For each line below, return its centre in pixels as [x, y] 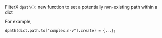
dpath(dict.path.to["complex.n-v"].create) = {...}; [61, 31]
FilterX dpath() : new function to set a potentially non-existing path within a [81, 7]
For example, [19, 22]
